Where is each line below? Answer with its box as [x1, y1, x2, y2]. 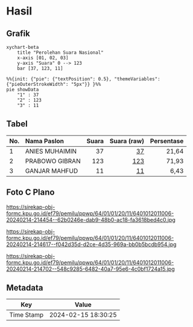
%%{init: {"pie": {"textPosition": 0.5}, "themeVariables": [6, 76, 161, 82]
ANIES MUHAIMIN [25, 147, 77, 155]
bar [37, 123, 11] [17, 65, 63, 71]
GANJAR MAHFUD [25, 166, 78, 175]
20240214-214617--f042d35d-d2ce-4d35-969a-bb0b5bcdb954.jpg [6, 241, 177, 248]
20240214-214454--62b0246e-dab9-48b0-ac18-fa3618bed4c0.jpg [6, 216, 176, 223]
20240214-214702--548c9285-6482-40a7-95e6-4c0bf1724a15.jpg [6, 265, 175, 273]
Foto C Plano [6, 187, 55, 198]
